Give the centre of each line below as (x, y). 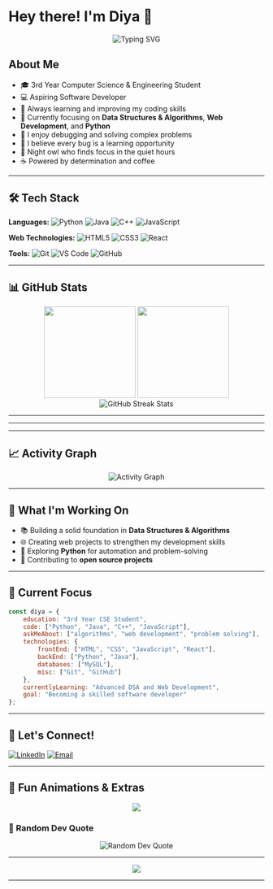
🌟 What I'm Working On (69, 510)
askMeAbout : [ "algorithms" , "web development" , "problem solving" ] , (141, 634)
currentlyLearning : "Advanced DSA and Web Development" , (121, 687)
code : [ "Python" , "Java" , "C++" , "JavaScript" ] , (107, 627)
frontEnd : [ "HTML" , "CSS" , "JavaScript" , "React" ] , (127, 649)
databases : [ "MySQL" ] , (76, 664)
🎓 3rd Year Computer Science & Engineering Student (110, 85)
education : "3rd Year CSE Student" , (85, 619)
